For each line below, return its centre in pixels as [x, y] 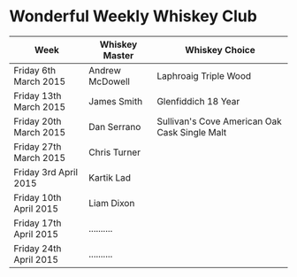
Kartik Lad [109, 177]
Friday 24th [38, 248]
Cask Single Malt [192, 132]
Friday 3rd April [46, 172]
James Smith [115, 101]
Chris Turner [114, 152]
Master [118, 55]
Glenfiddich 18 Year [198, 101]
